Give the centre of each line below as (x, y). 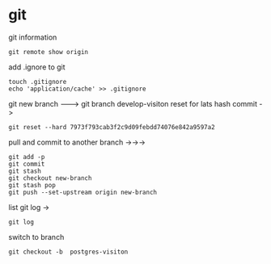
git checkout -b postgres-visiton (68, 252)
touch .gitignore (38, 82)
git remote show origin (49, 52)
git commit (27, 164)
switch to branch (36, 237)
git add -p (27, 157)
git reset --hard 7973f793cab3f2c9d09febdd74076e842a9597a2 (112, 127)
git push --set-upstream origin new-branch (83, 192)
